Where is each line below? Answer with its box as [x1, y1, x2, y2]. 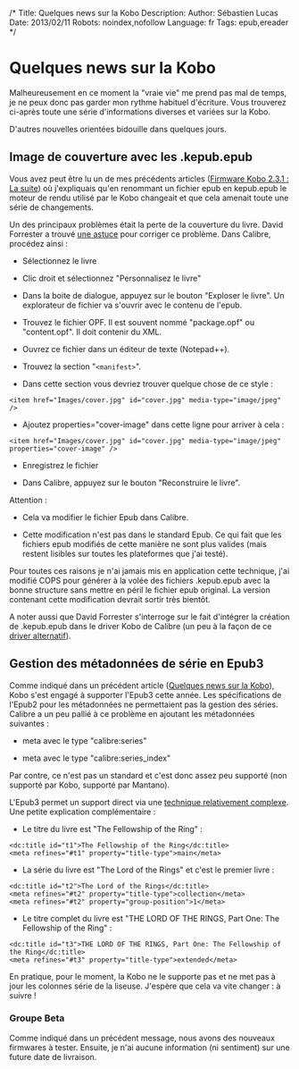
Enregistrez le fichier [21, 459, 99, 470]
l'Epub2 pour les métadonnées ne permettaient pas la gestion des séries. [9, 699, 278, 710]
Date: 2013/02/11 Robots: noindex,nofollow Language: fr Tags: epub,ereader [9, 17, 289, 28]
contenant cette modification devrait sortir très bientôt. [9, 593, 212, 604]
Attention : [9, 494, 47, 505]
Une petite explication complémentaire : [9, 806, 156, 817]
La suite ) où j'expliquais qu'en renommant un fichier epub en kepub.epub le [9, 182, 287, 193]
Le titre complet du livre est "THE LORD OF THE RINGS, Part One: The [21, 913, 279, 923]
